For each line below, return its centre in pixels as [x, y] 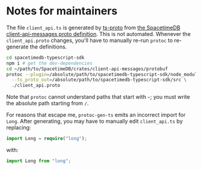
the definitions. [48, 47]
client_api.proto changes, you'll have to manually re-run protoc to [90, 40]
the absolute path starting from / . [47, 104]
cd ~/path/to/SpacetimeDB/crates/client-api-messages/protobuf [87, 69]
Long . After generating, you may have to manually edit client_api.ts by [95, 122]
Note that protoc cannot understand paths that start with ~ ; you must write [98, 97]
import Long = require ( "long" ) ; [47, 139]
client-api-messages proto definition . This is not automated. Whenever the [99, 34]
